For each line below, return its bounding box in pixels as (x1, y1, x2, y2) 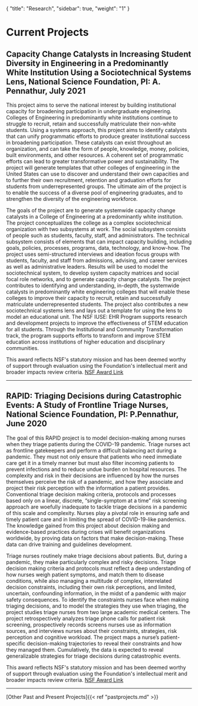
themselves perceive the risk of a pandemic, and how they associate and (6, 478, 184, 485)
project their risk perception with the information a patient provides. (6, 484, 170, 491)
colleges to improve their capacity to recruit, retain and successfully (6, 295, 171, 301)
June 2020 (6, 418, 47, 429)
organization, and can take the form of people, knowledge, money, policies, (6, 146, 190, 152)
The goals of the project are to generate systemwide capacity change (6, 207, 176, 214)
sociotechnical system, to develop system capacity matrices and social (6, 269, 179, 276)
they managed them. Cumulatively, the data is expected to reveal (6, 646, 164, 653)
